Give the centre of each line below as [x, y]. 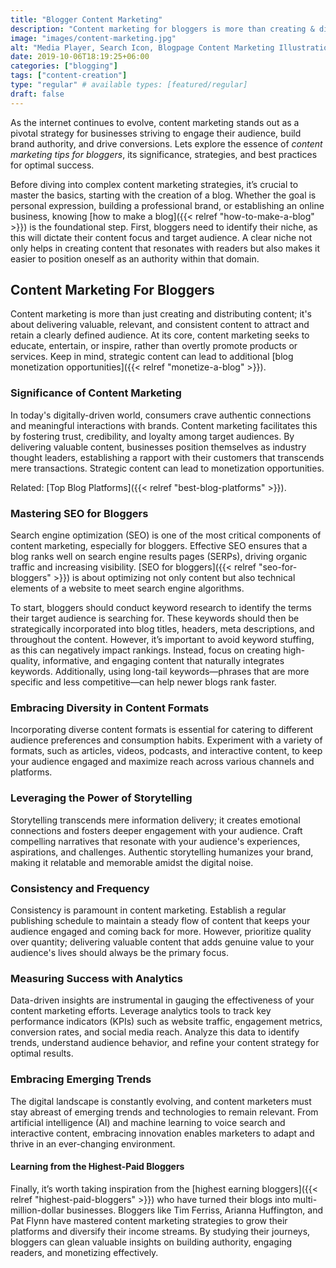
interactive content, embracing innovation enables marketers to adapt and [162, 1133]
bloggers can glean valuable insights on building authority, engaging [151, 1242]
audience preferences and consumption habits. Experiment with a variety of [166, 740]
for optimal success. [52, 165]
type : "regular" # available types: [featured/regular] [129, 85]
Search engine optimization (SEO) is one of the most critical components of [166, 535]
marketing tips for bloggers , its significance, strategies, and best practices [164, 154]
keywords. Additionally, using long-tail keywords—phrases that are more [160, 672]
